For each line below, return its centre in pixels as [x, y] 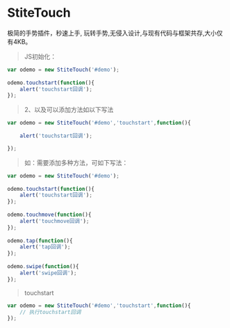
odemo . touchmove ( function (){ [49, 215]
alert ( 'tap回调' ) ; [45, 247]
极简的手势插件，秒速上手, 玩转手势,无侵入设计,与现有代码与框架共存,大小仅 [115, 33]
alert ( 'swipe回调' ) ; [48, 273]
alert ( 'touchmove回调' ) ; [55, 221]
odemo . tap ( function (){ [40, 241]
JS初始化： [40, 56]
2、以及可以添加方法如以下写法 [69, 110]
